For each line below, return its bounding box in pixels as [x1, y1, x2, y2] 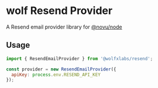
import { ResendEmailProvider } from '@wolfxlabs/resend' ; [6, 55, 153, 62]
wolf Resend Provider [6, 4, 113, 17]
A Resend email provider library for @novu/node [6, 23, 123, 30]
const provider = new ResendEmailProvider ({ [6, 66, 116, 72]
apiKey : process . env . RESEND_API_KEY [11, 72, 101, 78]
